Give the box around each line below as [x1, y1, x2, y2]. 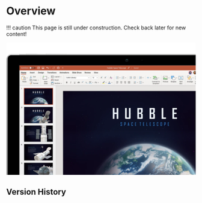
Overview [6, 4, 56, 18]
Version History [6, 187, 66, 197]
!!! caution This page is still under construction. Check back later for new [6, 24, 186, 31]
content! [6, 30, 27, 37]
